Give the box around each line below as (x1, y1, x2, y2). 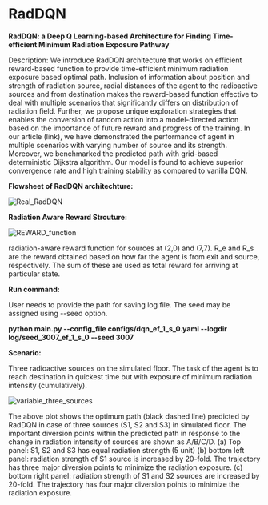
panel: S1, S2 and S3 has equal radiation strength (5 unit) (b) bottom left (8, 445, 245, 455)
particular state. (8, 269, 61, 279)
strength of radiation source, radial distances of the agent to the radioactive (8, 81, 258, 90)
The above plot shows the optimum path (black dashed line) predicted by (8, 411, 250, 421)
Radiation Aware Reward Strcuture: (8, 212, 128, 222)
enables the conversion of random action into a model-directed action (8, 114, 239, 124)
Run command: (8, 284, 60, 294)
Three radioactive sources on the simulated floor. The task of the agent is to (8, 363, 258, 373)
